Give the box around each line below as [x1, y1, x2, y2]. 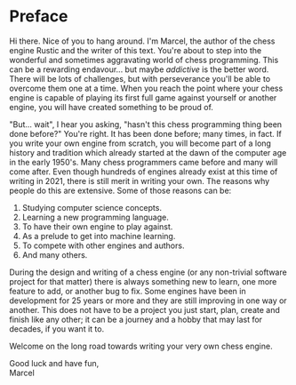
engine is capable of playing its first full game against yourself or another [9, 92, 277, 103]
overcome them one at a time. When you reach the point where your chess [9, 83, 284, 93]
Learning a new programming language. [21, 212, 169, 222]
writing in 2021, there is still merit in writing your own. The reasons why [9, 175, 270, 186]
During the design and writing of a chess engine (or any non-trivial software [9, 267, 287, 277]
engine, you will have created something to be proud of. [9, 101, 213, 112]
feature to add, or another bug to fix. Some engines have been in [9, 285, 246, 296]
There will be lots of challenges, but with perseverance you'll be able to [9, 73, 271, 84]
